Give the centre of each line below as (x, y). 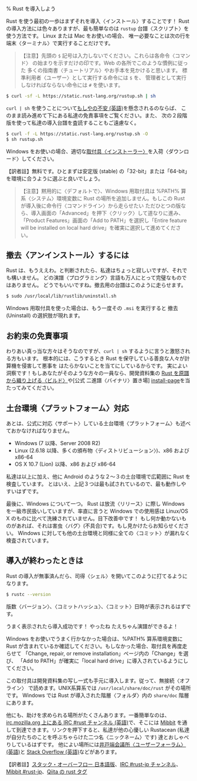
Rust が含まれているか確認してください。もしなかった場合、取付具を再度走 (97, 646)
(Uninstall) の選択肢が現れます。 (45, 315)
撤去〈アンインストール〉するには (67, 255)
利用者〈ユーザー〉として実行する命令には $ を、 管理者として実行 (106, 78)
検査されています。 (29, 540)
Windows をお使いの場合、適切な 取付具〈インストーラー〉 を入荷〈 (87, 151)
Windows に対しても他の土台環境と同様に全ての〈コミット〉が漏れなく (104, 533)
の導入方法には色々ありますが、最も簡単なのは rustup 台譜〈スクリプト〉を (98, 28)
